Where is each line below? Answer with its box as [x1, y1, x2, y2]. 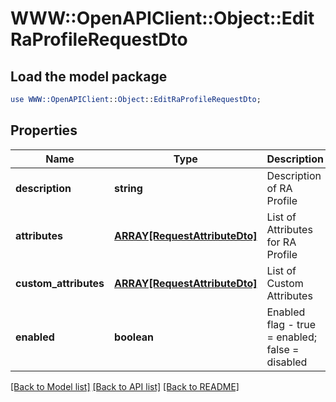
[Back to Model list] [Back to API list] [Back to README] [10, 380, 240, 392]
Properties [10, 122, 78, 139]
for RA [266, 235, 297, 249]
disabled [266, 355, 308, 369]
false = [266, 342, 300, 356]
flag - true [266, 317, 317, 331]
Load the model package [10, 68, 168, 85]
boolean [114, 330, 155, 344]
